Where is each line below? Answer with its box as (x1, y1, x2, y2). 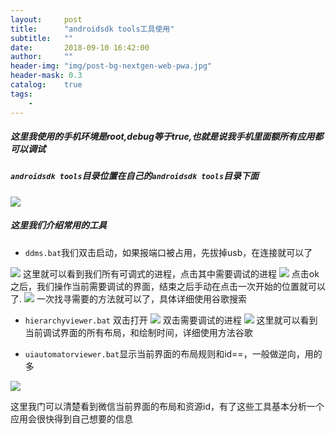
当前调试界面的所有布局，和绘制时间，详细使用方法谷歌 (24, 326, 253, 338)
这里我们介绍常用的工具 (10, 219, 107, 231)
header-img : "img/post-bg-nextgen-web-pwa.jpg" (10, 61, 213, 71)
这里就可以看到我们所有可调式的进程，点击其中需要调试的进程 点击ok (22, 267, 320, 280)
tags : (10, 89, 33, 99)
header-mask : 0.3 (10, 71, 83, 81)
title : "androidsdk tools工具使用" (10, 24, 175, 34)
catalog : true (10, 80, 83, 90)
